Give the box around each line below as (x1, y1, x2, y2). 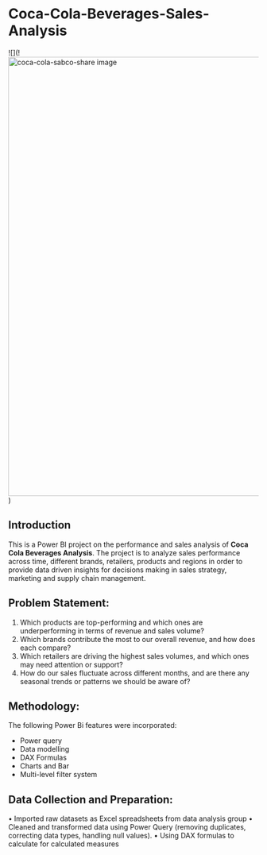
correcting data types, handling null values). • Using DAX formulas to (8, 831, 234, 841)
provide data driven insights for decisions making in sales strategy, (8, 565, 227, 575)
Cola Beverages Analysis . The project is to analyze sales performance (8, 547, 241, 557)
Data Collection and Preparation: (8, 792, 173, 807)
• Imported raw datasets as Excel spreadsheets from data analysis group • (8, 814, 253, 823)
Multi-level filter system (19, 770, 98, 780)
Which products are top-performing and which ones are (19, 617, 203, 627)
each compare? (19, 643, 72, 652)
